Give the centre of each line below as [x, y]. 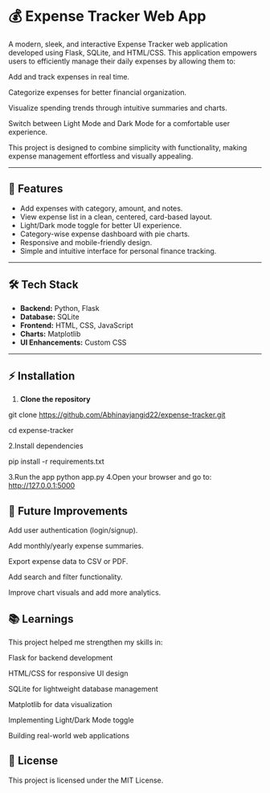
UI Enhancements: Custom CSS [73, 342]
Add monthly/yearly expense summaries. [76, 546]
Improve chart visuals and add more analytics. [85, 593]
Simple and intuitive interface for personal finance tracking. [118, 251]
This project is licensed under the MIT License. [86, 780]
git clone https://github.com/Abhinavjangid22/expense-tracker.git [117, 415]
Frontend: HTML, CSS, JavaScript [77, 325]
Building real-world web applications [69, 736]
